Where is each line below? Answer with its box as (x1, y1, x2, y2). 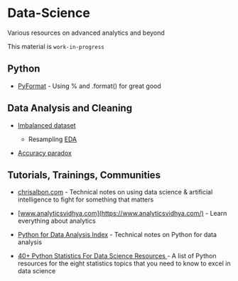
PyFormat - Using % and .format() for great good (17, 82, 161, 90)
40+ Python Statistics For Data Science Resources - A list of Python (17, 252, 217, 260)
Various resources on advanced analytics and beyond (7, 28, 165, 37)
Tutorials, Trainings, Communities (7, 169, 161, 181)
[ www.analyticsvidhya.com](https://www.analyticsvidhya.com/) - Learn (17, 209, 227, 218)
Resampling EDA (28, 135, 77, 143)
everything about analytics (17, 216, 96, 225)
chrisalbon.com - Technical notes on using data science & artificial (17, 188, 213, 197)
